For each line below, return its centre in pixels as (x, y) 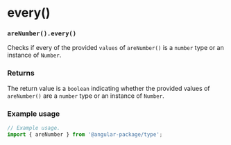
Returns (21, 73)
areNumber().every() (42, 34)
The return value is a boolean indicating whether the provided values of (109, 88)
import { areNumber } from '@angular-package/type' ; (85, 134)
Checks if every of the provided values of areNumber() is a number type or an (115, 48)
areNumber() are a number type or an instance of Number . (86, 96)
